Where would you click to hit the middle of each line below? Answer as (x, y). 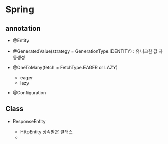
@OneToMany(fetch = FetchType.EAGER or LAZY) (65, 68)
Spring (20, 9)
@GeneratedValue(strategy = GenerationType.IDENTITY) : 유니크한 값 (85, 51)
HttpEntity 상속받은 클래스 (46, 132)
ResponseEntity (29, 121)
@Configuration (29, 93)
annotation (23, 28)
